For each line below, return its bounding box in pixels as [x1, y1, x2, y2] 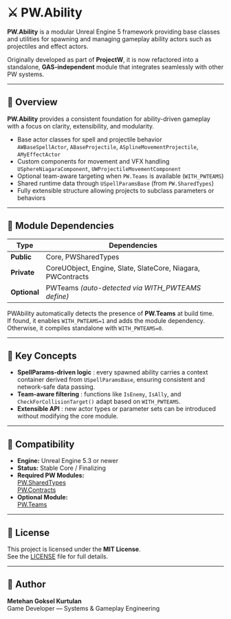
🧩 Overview [7, 96, 58, 108]
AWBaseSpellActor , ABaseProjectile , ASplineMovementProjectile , [16, 142, 199, 150]
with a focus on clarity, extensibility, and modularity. [7, 122, 155, 130]
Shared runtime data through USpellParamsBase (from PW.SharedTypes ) [16, 179, 214, 187]
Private [10, 267, 35, 277]
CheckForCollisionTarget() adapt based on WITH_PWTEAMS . [16, 397, 181, 406]
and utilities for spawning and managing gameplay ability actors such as [7, 34, 212, 43]
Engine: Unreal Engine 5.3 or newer [16, 457, 119, 465]
